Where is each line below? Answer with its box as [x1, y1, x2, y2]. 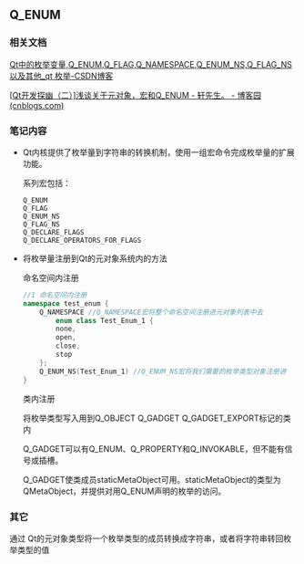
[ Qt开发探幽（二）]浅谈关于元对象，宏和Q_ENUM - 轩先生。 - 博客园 [9, 89, 262, 100]
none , [56, 324, 76, 334]
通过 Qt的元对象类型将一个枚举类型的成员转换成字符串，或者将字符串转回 [9, 533, 284, 544]
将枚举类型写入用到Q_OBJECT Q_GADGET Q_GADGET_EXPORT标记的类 [22, 413, 291, 423]
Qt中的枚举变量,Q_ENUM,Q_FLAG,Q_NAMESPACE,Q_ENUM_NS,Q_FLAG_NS [9, 58, 293, 69]
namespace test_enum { [22, 298, 109, 308]
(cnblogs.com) [9, 99, 65, 110]
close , [56, 341, 81, 350]
